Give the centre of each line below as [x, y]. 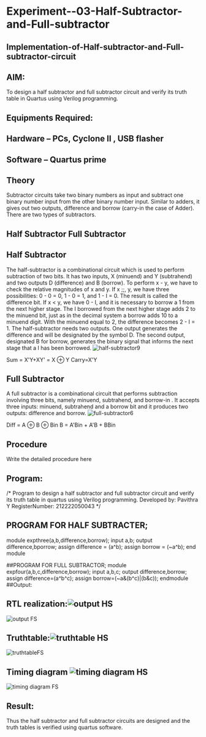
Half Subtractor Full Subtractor [66, 234]
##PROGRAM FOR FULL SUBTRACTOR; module [67, 565]
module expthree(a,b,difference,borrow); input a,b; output [79, 540]
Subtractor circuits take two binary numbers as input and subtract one [95, 195]
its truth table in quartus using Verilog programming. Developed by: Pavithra [102, 500]
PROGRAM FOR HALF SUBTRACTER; [77, 525]
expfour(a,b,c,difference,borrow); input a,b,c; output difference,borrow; [97, 571]
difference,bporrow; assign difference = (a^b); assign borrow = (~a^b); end [101, 546]
